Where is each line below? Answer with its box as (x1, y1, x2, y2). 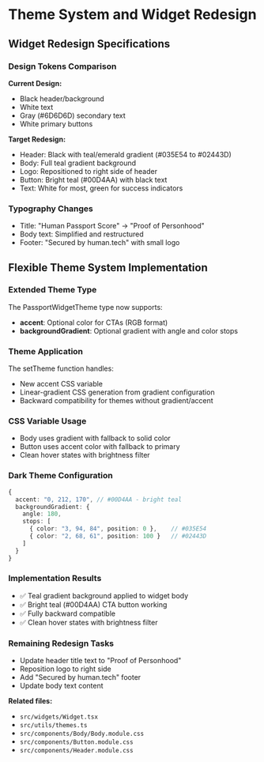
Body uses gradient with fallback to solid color (19, 433, 172, 443)
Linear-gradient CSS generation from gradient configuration (19, 387, 215, 397)
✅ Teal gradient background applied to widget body (19, 590, 189, 600)
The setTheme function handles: (8, 364, 115, 373)
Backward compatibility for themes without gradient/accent (19, 396, 213, 406)
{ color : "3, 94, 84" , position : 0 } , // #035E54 (28, 525, 207, 533)
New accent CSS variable (19, 379, 104, 389)
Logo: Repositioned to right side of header (19, 166, 158, 175)
